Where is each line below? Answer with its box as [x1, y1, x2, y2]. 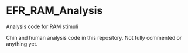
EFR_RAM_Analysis [6, 4, 103, 17]
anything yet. [6, 40, 38, 47]
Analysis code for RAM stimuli [6, 23, 78, 30]
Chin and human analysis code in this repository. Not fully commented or [6, 34, 182, 41]
